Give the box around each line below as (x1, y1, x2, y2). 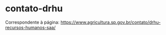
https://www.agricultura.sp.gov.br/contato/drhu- (60, 19, 161, 25)
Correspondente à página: (5, 19, 59, 25)
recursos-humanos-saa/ (5, 24, 56, 30)
